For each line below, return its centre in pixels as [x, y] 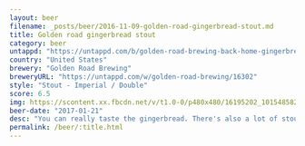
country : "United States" [58, 60]
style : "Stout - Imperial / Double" [79, 85]
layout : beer [34, 18]
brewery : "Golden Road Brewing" [70, 69]
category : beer [38, 43]
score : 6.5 [30, 93]
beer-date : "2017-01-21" [56, 111]
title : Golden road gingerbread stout [83, 34]
